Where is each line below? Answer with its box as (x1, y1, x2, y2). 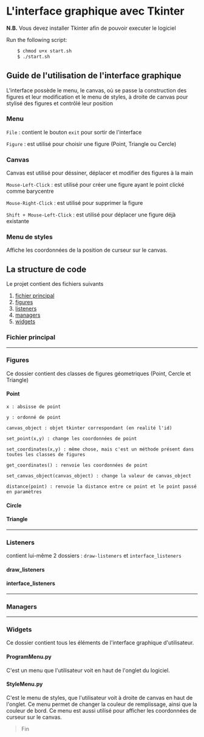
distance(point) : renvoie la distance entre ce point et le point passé (6, 483, 197, 490)
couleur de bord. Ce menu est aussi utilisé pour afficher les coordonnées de (6, 707, 197, 714)
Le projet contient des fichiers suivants (6, 280, 104, 288)
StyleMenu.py (6, 680, 43, 688)
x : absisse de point (6, 404, 61, 410)
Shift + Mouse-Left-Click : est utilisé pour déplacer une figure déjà (6, 211, 176, 218)
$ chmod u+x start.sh (17, 47, 72, 54)
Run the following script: (6, 36, 67, 43)
